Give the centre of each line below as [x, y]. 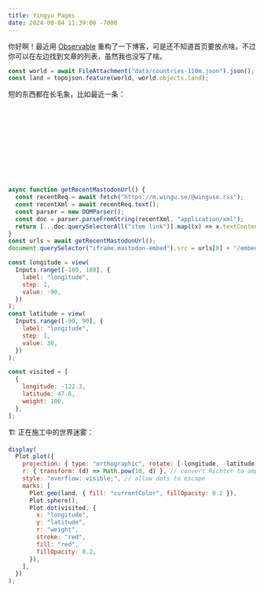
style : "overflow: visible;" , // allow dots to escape [114, 479]
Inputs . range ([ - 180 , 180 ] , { [63, 270]
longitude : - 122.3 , [54, 387]
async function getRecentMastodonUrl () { [77, 190]
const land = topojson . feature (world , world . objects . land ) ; [109, 78]
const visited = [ [38, 372]
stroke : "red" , [61, 537]
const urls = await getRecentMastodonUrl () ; [82, 241]
